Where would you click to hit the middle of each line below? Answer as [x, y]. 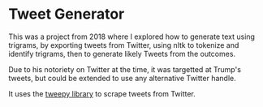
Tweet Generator [67, 14]
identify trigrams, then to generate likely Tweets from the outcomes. [122, 53]
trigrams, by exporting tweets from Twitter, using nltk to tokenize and [124, 45]
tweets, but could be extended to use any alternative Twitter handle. [123, 78]
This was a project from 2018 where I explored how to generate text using [132, 36]
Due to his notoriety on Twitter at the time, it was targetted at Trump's [125, 69]
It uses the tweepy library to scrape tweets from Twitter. [102, 93]
